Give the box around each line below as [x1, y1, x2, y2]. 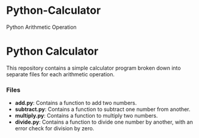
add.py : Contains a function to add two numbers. [14, 100, 137, 107]
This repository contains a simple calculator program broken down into [6, 64, 181, 71]
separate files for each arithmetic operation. [6, 70, 115, 78]
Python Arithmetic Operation [6, 23, 77, 31]
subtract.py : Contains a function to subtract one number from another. [14, 106, 191, 113]
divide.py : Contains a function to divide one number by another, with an [14, 118, 193, 126]
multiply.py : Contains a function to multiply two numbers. [14, 112, 158, 119]
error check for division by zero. [14, 125, 95, 132]
